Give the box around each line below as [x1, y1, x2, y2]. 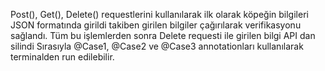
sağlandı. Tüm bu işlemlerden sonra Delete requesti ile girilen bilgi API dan [10, 30, 316, 41]
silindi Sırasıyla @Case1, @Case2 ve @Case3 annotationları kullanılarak [10, 40, 304, 52]
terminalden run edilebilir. [10, 51, 115, 63]
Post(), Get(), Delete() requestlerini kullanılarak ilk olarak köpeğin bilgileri [10, 9, 309, 20]
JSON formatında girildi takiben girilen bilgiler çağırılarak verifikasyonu [10, 19, 302, 31]
